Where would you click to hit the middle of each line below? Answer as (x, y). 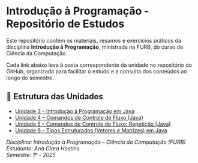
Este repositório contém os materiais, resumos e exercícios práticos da (94, 40)
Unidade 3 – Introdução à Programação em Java (75, 111)
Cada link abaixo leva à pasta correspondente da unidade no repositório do (99, 65)
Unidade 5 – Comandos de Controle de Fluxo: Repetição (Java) (93, 124)
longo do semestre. (30, 78)
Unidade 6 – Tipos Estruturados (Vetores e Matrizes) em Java (91, 130)
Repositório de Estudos (65, 24)
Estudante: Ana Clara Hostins (43, 148)
